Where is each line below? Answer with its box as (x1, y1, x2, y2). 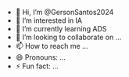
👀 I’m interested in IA (15, 16, 83, 25)
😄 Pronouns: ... (15, 53, 66, 62)
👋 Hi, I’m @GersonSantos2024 (15, 8, 114, 16)
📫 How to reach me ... (15, 42, 88, 50)
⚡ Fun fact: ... (15, 61, 59, 71)
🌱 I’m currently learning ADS (15, 24, 107, 33)
